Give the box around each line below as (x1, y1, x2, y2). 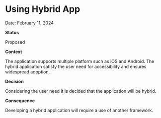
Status (5, 29, 19, 35)
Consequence (5, 98, 35, 104)
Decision (5, 78, 24, 84)
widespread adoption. (5, 68, 50, 75)
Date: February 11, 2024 (5, 20, 54, 26)
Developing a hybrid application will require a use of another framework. (5, 107, 153, 113)
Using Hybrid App (5, 3, 80, 15)
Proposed (5, 39, 25, 45)
